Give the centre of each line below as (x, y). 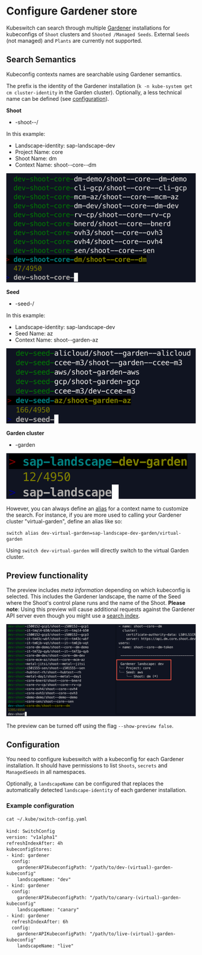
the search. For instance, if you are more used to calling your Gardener (94, 515)
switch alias (23, 533)
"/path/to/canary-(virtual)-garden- (135, 898)
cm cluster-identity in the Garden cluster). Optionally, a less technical (94, 92)
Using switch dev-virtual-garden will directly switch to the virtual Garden (98, 550)
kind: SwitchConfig (31, 831)
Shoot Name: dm (36, 158)
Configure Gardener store (72, 11)
